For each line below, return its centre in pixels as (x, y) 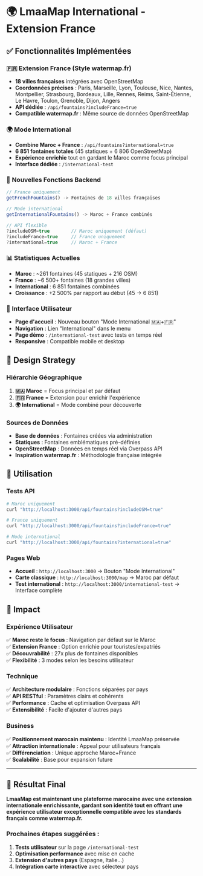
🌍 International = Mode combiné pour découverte (78, 404)
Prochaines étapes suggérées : (53, 834)
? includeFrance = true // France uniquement (66, 236)
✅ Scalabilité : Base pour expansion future (60, 759)
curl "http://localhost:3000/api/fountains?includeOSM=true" (85, 509)
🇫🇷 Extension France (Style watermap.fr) (69, 68)
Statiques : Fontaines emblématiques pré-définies (78, 443)
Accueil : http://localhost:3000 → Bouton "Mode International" (95, 571)
